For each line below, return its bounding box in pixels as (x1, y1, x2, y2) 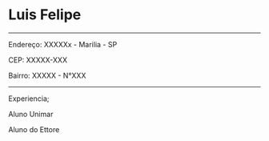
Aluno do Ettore (8, 124, 60, 134)
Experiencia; (8, 94, 50, 103)
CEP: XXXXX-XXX (8, 54, 68, 65)
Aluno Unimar (8, 109, 54, 119)
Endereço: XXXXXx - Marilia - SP (8, 39, 118, 49)
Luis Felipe (8, 6, 82, 24)
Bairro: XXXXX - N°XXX (8, 70, 86, 80)
